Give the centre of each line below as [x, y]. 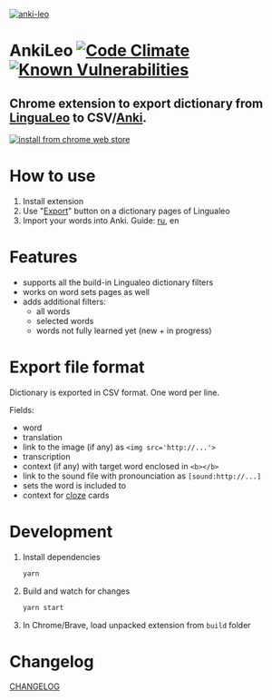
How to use [53, 176]
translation [43, 437]
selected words [65, 320]
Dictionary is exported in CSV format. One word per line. [115, 392]
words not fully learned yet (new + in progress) [124, 330]
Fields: [22, 409]
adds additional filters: [64, 301]
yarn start [43, 607]
